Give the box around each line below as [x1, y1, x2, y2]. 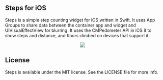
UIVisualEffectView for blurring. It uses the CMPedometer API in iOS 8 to [5, 27, 152, 33]
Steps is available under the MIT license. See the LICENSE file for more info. [5, 69, 159, 75]
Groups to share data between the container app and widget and [5, 22, 136, 28]
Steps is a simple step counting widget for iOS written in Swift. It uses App [5, 17, 156, 23]
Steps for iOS [5, 4, 47, 12]
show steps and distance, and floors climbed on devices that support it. [5, 32, 150, 38]
